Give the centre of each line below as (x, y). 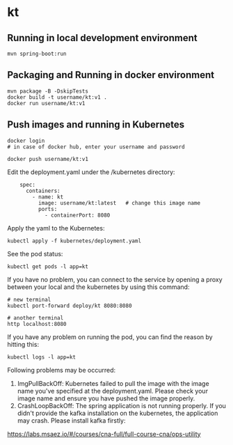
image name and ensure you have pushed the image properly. (106, 398)
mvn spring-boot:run (37, 54)
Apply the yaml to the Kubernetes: (56, 228)
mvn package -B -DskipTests (48, 91)
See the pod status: (35, 253)
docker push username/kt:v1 (48, 159)
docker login (26, 141)
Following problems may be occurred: (62, 370)
